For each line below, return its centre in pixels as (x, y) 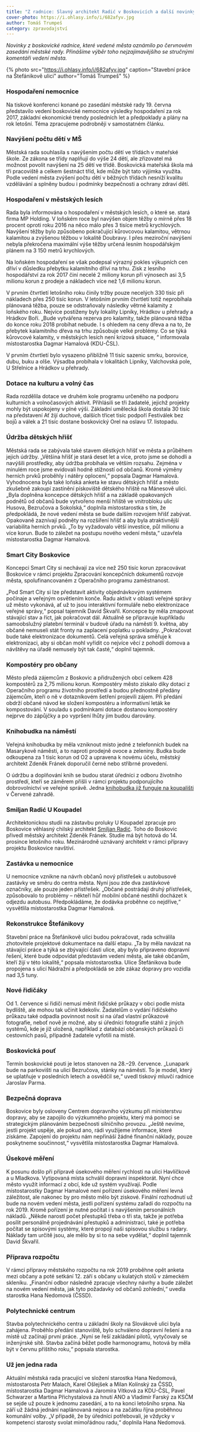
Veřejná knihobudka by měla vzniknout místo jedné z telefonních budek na (97, 744)
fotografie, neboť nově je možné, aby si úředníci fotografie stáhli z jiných (95, 1022)
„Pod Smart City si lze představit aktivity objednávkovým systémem (89, 592)
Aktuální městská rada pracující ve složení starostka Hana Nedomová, (92, 1378)
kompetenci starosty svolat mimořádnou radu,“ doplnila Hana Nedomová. (96, 1422)
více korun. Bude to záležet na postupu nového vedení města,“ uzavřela (94, 533)
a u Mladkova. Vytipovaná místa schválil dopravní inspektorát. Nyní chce (95, 1178)
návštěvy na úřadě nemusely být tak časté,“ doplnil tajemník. (81, 649)
